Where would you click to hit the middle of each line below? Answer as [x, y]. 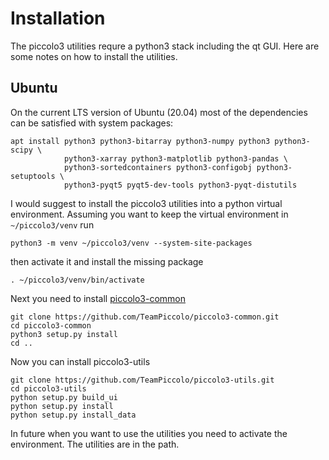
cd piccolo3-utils [48, 388]
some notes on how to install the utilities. [94, 56]
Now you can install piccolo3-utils [80, 361]
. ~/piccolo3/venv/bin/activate [77, 280]
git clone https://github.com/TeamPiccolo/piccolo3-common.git [145, 317]
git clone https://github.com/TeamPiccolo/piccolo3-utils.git [142, 380]
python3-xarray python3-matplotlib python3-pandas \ [175, 158]
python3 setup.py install [64, 334]
